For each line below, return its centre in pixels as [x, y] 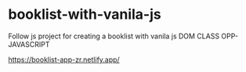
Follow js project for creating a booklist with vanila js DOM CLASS [114, 36]
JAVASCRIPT [29, 44]
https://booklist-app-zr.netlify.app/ [64, 59]
